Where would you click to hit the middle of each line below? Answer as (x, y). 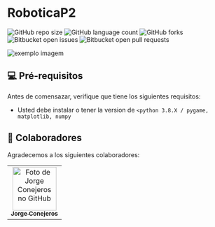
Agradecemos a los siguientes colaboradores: (74, 154)
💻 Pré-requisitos (45, 76)
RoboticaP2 (42, 13)
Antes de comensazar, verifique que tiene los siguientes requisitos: (104, 96)
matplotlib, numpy (44, 117)
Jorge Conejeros (34, 214)
